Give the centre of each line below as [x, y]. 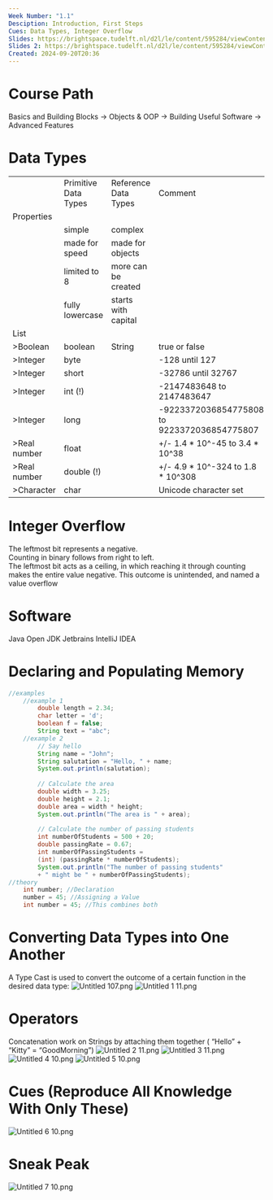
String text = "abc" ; [74, 731]
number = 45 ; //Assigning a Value [81, 897]
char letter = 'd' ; [71, 716]
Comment [177, 193]
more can [129, 266]
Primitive [80, 182]
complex [128, 229]
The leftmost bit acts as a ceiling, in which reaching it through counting [127, 565]
